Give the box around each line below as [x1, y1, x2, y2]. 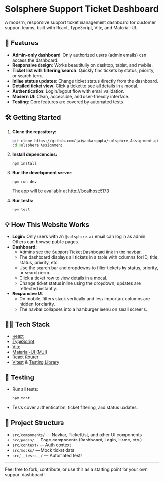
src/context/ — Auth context [12, 442, 71, 448]
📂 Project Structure [5, 419, 64, 427]
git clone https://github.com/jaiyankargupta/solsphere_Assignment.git [12, 138, 161, 143]
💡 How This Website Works [5, 221, 89, 229]
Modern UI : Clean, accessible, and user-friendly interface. [12, 93, 130, 99]
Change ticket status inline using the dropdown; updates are [19, 280, 141, 286]
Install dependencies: [12, 151, 58, 157]
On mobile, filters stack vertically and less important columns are [19, 295, 150, 301]
